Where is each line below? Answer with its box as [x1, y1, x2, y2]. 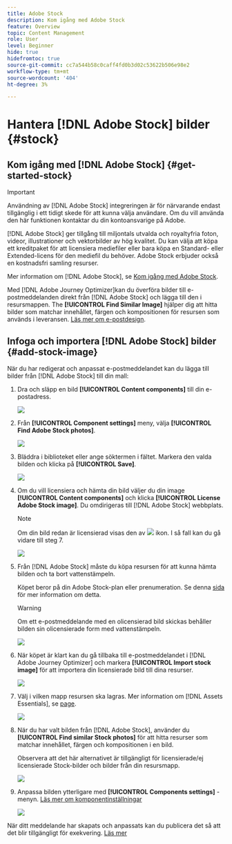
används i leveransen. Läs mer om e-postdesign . [7, 315, 146, 324]
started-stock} [7, 169, 72, 181]
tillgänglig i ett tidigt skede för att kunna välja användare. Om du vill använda [7, 209, 224, 217]
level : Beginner [7, 42, 54, 49]
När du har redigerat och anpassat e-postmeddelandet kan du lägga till [7, 365, 209, 373]
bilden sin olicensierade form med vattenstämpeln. [17, 625, 162, 633]
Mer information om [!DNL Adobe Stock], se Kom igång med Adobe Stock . [7, 273, 219, 281]
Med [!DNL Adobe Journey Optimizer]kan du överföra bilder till [7, 286, 186, 294]
